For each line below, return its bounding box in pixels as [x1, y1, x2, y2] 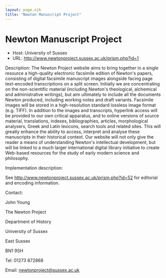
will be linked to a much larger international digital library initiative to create [5, 144, 160, 150]
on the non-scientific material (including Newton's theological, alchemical [5, 86, 157, 92]
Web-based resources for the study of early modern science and [5, 150, 139, 156]
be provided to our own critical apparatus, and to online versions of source [5, 113, 159, 119]
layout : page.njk [5, 7, 41, 12]
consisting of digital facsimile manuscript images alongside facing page [5, 75, 153, 81]
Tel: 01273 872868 [5, 257, 43, 263]
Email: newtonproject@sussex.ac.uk [5, 267, 80, 273]
